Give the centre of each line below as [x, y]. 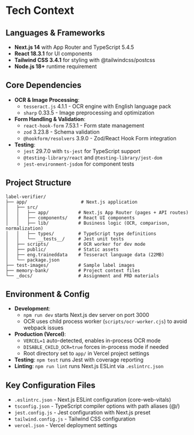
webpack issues [43, 328]
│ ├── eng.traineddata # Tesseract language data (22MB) [85, 255]
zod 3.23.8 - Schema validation [61, 132]
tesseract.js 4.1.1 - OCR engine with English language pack [97, 106]
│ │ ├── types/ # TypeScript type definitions [81, 233]
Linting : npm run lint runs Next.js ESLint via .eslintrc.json [89, 366]
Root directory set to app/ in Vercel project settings [86, 354]
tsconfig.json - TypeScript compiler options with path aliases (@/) [97, 406]
